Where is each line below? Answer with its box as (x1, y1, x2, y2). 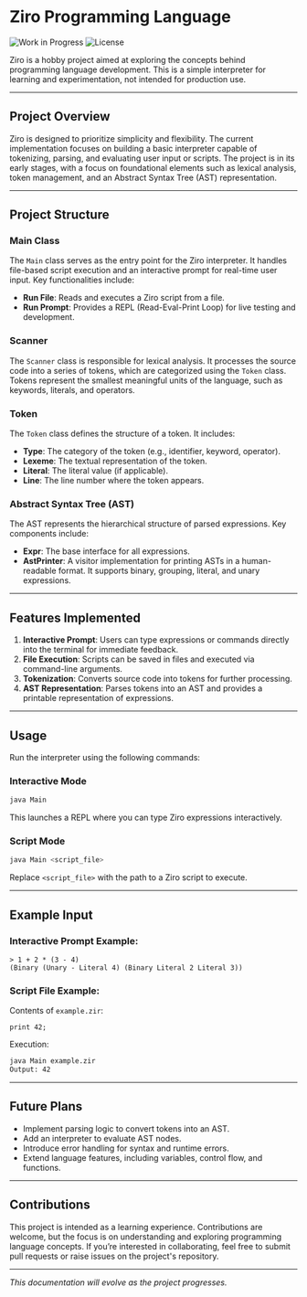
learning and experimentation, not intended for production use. (9, 73, 247, 84)
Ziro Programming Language (9, 6, 231, 27)
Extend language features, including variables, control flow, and (22, 1152, 263, 1163)
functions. (22, 1162, 61, 1173)
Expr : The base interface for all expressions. (22, 546, 190, 557)
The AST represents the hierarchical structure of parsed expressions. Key (9, 518, 287, 529)
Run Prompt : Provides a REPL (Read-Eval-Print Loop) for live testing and (22, 302, 296, 313)
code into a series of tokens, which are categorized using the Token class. (9, 365, 287, 376)
